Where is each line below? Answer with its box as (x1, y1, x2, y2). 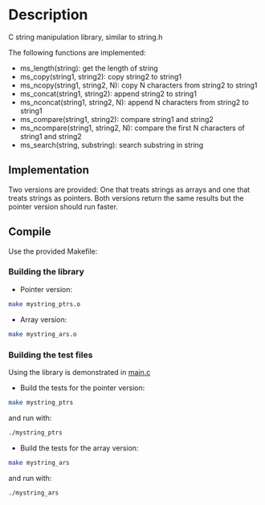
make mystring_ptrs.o (8, 299, 81, 308)
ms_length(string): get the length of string (19, 63, 158, 73)
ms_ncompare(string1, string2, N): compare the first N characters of (19, 123, 245, 132)
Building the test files (8, 349, 93, 360)
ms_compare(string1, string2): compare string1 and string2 (19, 114, 214, 124)
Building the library (8, 267, 84, 278)
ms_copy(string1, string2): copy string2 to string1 (19, 71, 182, 81)
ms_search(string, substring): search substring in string (19, 140, 204, 149)
